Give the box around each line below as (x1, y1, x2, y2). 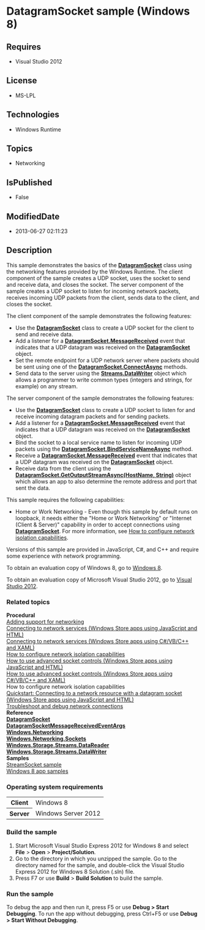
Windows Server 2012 (35, 809, 101, 817)
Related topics (6, 597, 50, 606)
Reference (6, 709, 34, 717)
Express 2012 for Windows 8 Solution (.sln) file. (15, 868, 135, 875)
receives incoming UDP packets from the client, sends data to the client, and (6, 293, 199, 301)
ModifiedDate (6, 211, 60, 221)
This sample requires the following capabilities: (6, 496, 125, 503)
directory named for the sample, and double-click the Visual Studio (15, 861, 185, 869)
